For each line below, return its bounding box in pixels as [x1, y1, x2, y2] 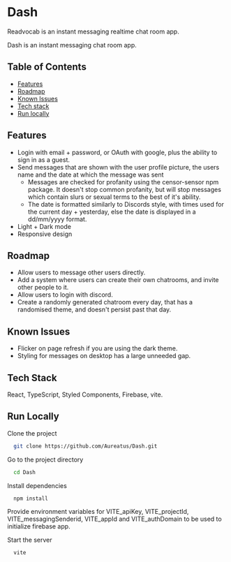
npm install [13, 495, 49, 502]
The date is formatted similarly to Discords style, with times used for [27, 200, 225, 208]
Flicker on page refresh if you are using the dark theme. [17, 344, 178, 353]
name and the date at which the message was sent [17, 170, 164, 179]
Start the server [7, 535, 52, 545]
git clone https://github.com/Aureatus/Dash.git [13, 443, 158, 450]
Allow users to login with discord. [17, 290, 113, 299]
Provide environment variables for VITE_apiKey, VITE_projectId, [7, 508, 189, 516]
